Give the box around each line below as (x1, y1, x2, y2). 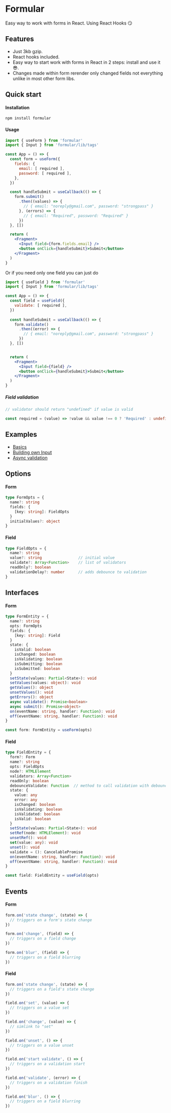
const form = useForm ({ (10, 157, 60, 162)
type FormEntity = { (5, 614, 49, 619)
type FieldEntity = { (5, 750, 51, 755)
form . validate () (14, 322, 49, 327)
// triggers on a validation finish (10, 1080, 88, 1085)
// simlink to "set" (10, 1024, 53, 1029)
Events (5, 887, 28, 896)
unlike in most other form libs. (12, 75, 75, 82)
